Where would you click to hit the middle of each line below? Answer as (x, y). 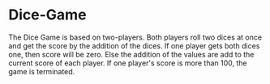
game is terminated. (42, 71)
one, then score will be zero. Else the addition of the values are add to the (131, 54)
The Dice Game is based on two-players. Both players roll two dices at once (135, 37)
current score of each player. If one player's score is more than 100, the (128, 63)
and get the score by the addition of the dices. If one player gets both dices (134, 45)
